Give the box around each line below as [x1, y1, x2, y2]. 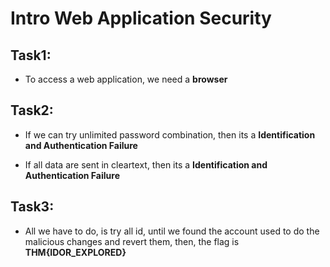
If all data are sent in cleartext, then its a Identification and [24, 158, 268, 171]
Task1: [10, 47, 52, 64]
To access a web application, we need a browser [24, 73, 228, 85]
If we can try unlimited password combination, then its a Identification [24, 128, 316, 141]
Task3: [10, 198, 55, 216]
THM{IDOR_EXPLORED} [24, 246, 127, 258]
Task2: [10, 102, 54, 119]
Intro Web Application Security [10, 7, 272, 30]
